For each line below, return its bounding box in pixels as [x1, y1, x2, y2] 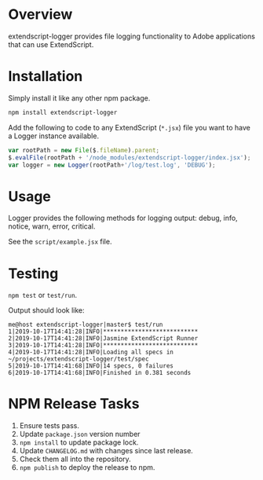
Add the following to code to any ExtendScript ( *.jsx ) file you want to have [8, 123, 251, 132]
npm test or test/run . [8, 291, 78, 300]
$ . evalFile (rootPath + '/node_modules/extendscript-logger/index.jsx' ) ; [8, 153, 251, 162]
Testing [8, 265, 59, 282]
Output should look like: [8, 306, 85, 315]
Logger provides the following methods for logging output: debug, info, [8, 214, 238, 223]
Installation [8, 68, 83, 86]
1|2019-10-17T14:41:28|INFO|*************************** [8, 328, 199, 335]
